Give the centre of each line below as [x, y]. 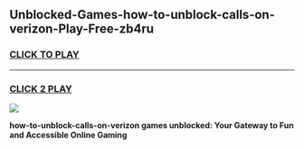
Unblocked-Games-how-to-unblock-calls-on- [142, 15]
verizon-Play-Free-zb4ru [82, 29]
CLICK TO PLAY [44, 55]
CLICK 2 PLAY [41, 88]
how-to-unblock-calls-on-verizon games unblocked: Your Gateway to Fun [152, 125]
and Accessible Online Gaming [68, 135]
